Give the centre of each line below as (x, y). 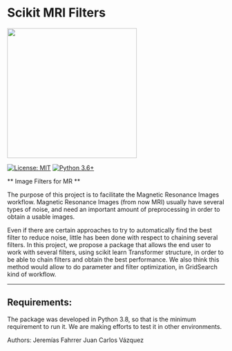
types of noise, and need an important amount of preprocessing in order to (114, 209)
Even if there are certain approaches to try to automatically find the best (110, 230)
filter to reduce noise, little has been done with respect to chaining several (113, 237)
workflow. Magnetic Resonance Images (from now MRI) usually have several (116, 201)
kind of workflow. (32, 274)
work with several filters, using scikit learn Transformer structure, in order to (116, 252)
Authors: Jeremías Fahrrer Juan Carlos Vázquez (75, 340)
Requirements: (40, 303)
